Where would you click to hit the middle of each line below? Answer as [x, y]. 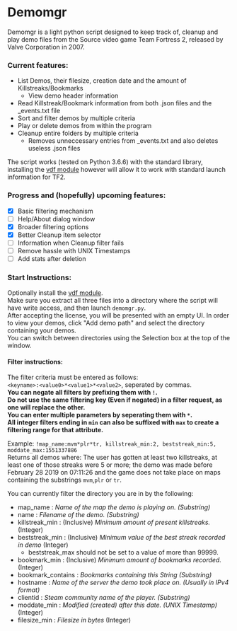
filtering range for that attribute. [56, 430]
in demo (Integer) [43, 545]
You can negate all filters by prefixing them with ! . [82, 393]
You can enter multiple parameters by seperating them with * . [100, 415]
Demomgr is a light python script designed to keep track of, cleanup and [113, 32]
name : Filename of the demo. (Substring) [78, 515]
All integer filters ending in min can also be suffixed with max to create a [113, 422]
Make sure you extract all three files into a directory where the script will [112, 301]
